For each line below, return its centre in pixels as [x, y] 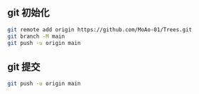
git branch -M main [36, 36]
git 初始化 [28, 13]
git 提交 [24, 67]
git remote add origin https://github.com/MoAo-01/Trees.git [100, 30]
